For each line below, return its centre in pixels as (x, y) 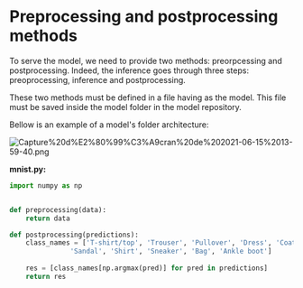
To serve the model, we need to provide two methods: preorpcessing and (146, 60)
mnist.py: (28, 169)
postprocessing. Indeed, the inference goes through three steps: (129, 70)
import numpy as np (46, 186)
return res (46, 276)
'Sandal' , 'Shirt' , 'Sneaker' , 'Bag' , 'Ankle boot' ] (171, 251)
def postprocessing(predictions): (74, 235)
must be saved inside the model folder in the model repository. (125, 107)
